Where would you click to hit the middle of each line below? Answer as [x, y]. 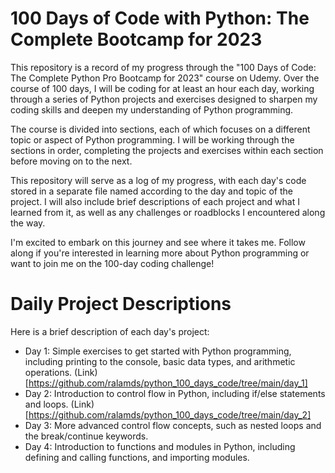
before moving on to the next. [71, 161]
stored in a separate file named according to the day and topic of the [151, 191]
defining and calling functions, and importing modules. [137, 457]
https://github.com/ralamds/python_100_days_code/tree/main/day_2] [170, 414]
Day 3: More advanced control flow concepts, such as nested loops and [173, 425]
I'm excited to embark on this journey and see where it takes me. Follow [158, 242]
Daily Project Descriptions [121, 304]
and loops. [46, 404]
